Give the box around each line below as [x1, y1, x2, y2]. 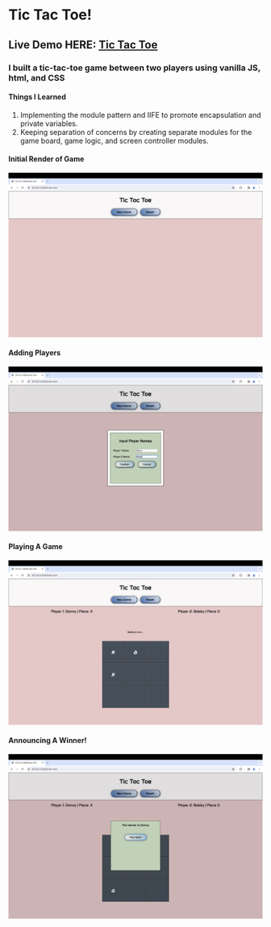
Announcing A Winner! [8, 736, 87, 745]
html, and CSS [8, 72, 65, 83]
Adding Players [8, 348, 61, 358]
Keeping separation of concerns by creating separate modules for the [19, 127, 252, 136]
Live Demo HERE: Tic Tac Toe [8, 38, 158, 52]
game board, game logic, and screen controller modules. [19, 136, 209, 145]
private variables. [19, 119, 78, 128]
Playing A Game [8, 542, 63, 552]
